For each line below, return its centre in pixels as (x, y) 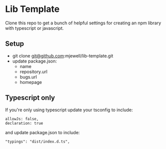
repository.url (34, 72)
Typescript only (30, 98)
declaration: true (24, 123)
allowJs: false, (22, 119)
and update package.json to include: (42, 132)
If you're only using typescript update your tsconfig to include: (69, 110)
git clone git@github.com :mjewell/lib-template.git (63, 56)
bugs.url (28, 77)
